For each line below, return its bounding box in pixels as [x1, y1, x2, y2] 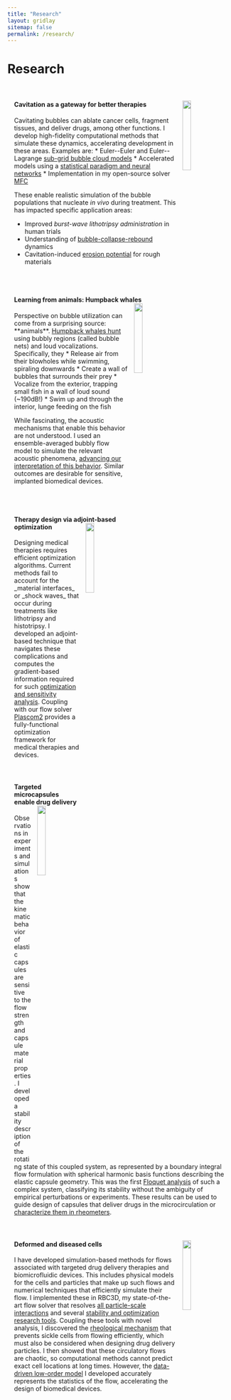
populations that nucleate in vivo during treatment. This [14, 198, 176, 207]
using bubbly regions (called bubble [14, 334, 119, 342]
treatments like [14, 607, 58, 615]
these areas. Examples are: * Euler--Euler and [14, 146, 148, 155]
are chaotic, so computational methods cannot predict [14, 1354, 173, 1363]
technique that [33, 637, 77, 645]
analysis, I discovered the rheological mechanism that [14, 1324, 172, 1332]
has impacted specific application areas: [14, 205, 133, 214]
